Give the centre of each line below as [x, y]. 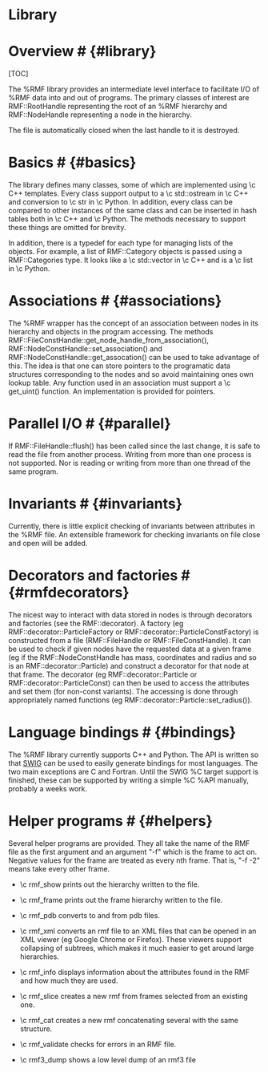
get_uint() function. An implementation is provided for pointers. [112, 391]
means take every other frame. [59, 868]
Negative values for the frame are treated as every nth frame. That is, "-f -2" [134, 860]
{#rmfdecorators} [69, 593]
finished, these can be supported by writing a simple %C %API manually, [129, 780]
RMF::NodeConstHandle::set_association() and [85, 349]
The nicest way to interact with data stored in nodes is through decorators [130, 614]
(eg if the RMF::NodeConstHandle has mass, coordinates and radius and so [133, 657]
